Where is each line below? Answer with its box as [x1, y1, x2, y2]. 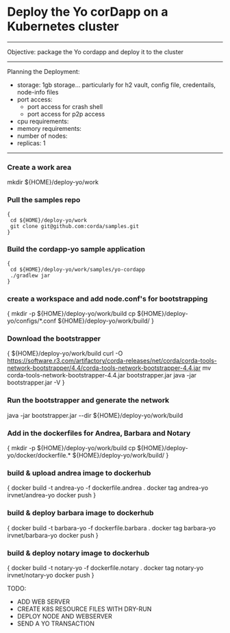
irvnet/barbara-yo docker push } [7, 531, 99, 539]
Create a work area [7, 162, 72, 172]
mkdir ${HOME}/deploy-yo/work [7, 178, 99, 186]
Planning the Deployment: [7, 67, 80, 75]
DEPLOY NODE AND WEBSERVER [16, 612, 113, 620]
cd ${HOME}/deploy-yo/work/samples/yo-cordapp [10, 266, 146, 273]
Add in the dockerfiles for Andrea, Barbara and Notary [7, 428, 191, 438]
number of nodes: [16, 132, 68, 140]
